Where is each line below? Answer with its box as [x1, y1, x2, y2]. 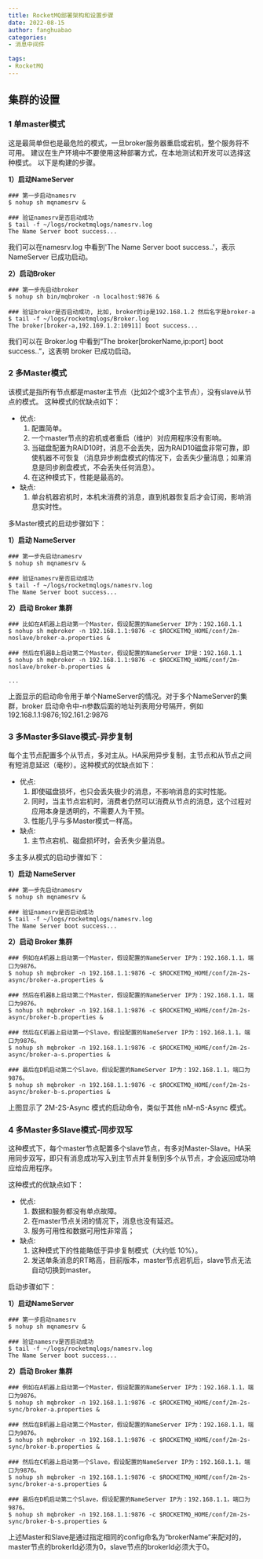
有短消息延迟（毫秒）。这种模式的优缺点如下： [8, 760, 156, 770]
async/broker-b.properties [8, 1014, 97, 1022]
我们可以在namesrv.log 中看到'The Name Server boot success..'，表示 [8, 242, 236, 251]
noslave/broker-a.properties [8, 634, 104, 642]
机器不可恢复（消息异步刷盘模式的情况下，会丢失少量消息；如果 [38, 452, 245, 462]
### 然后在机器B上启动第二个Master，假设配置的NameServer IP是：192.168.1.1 [8, 649, 243, 657]
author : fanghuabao [8, 26, 72, 34]
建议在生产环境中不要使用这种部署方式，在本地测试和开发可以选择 [30, 148, 244, 157]
